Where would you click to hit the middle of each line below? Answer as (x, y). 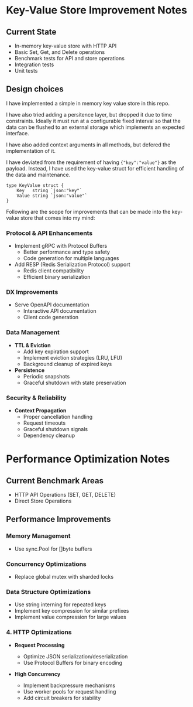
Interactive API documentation (60, 311)
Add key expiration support (56, 351)
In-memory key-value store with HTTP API (66, 46)
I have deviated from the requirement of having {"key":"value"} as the (91, 162)
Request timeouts (44, 423)
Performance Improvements (58, 519)
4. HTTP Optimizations (39, 632)
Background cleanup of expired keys (68, 364)
